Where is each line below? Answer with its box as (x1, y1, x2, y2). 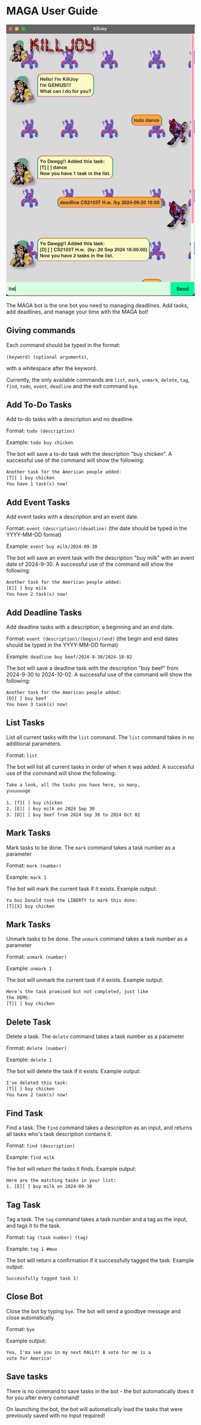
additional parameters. (6, 740, 62, 747)
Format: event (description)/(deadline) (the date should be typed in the (6, 525, 187, 532)
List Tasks (6, 718, 45, 728)
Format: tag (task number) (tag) (6, 1234, 89, 1241)
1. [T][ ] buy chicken (6, 800, 63, 806)
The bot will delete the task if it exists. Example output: (6, 1068, 141, 1075)
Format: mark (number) (6, 861, 62, 869)
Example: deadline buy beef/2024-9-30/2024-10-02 (6, 653, 133, 660)
